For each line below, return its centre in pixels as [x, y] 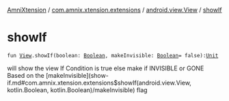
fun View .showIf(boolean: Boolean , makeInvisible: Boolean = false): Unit [113, 55]
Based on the [26, 75]
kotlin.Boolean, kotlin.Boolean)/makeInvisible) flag [78, 90]
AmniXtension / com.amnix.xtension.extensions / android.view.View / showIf [114, 10]
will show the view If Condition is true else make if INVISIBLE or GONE [106, 68]
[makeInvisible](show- [77, 75]
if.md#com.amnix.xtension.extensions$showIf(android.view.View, [99, 83]
